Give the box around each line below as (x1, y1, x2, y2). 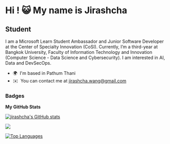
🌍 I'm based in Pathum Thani (12, 70, 76, 76)
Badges (5, 92, 24, 99)
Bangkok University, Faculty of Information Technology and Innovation (5, 49, 153, 55)
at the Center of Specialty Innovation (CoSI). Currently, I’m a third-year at (5, 44, 158, 50)
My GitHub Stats (5, 104, 41, 110)
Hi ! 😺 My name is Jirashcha (5, 5, 127, 16)
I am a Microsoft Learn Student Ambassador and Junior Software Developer (5, 38, 164, 44)
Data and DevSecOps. (5, 60, 52, 66)
